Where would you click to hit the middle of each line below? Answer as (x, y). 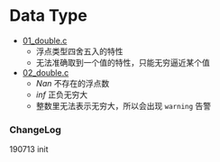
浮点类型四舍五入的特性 (79, 51)
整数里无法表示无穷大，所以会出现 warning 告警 (124, 105)
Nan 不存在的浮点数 (73, 83)
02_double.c (46, 72)
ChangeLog (35, 130)
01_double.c (45, 40)
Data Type (48, 16)
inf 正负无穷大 (62, 94)
